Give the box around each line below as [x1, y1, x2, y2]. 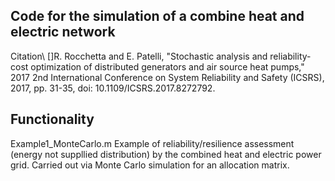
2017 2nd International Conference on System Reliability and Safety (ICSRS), [10, 71, 325, 83]
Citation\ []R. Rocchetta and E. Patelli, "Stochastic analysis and [10, 50, 268, 62]
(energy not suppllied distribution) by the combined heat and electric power [10, 148, 322, 160]
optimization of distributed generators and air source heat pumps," [30, 60, 305, 73]
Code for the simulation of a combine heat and [10, 8, 305, 25]
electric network [10, 24, 116, 41]
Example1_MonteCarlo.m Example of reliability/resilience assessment [10, 137, 295, 149]
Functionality [10, 111, 95, 128]
